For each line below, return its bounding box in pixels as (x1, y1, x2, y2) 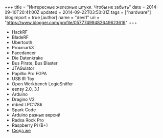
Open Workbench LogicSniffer (11, 81, 73, 87)
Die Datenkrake (11, 55, 43, 60)
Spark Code (11, 107, 36, 113)
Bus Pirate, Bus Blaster (11, 60, 58, 66)
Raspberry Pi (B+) (11, 122, 48, 128)
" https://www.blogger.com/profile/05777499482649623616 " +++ (4, 20, 138, 25)
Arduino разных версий (11, 112, 61, 118)
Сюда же (11, 128, 31, 133)
